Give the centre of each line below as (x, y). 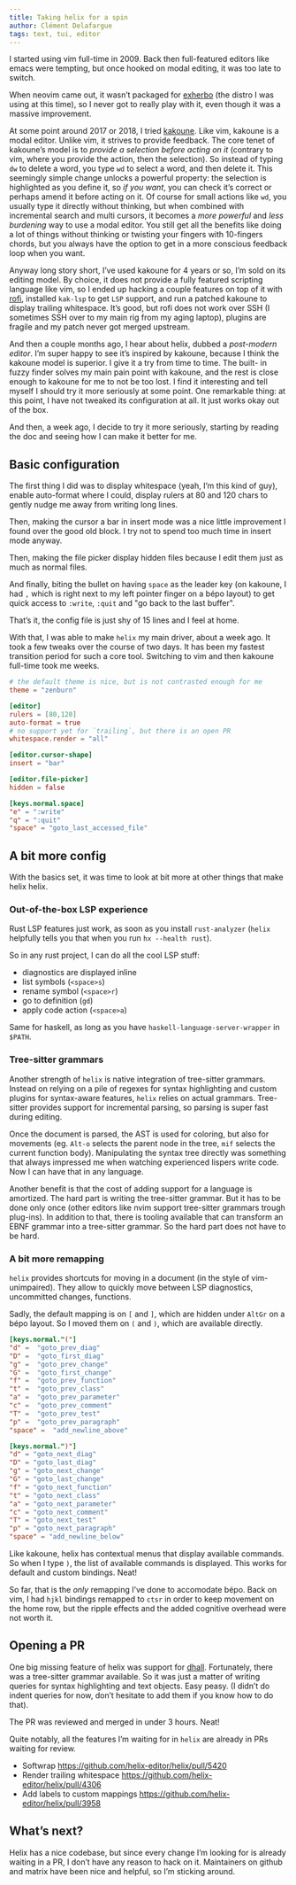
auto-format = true (45, 723)
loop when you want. (47, 253)
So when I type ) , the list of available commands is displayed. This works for (148, 1563)
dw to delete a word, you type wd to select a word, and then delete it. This (141, 168)
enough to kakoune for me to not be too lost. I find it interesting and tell (138, 382)
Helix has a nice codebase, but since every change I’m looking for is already (148, 1852)
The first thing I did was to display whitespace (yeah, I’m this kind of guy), (144, 486)
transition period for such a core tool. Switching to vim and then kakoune (141, 656)
